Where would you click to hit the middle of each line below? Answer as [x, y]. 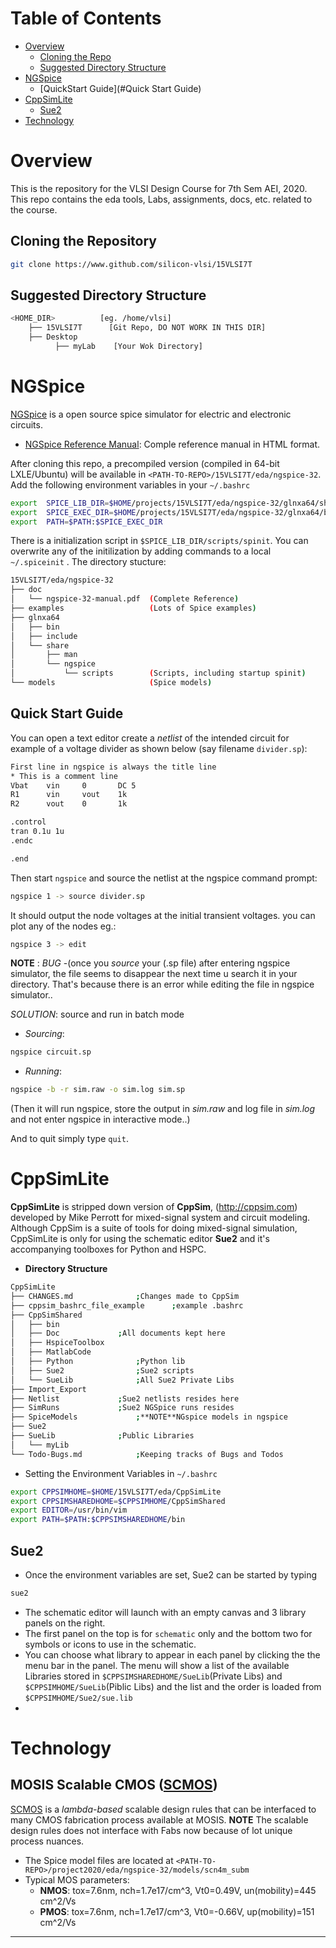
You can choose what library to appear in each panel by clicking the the [172, 1654]
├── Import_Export [48, 1389]
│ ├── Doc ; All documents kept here [118, 1333]
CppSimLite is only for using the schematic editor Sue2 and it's [140, 1239]
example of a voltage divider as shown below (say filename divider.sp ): [159, 748]
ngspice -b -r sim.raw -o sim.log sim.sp [98, 1090]
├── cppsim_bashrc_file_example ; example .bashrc [127, 1305]
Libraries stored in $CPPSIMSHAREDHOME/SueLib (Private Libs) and [153, 1676]
